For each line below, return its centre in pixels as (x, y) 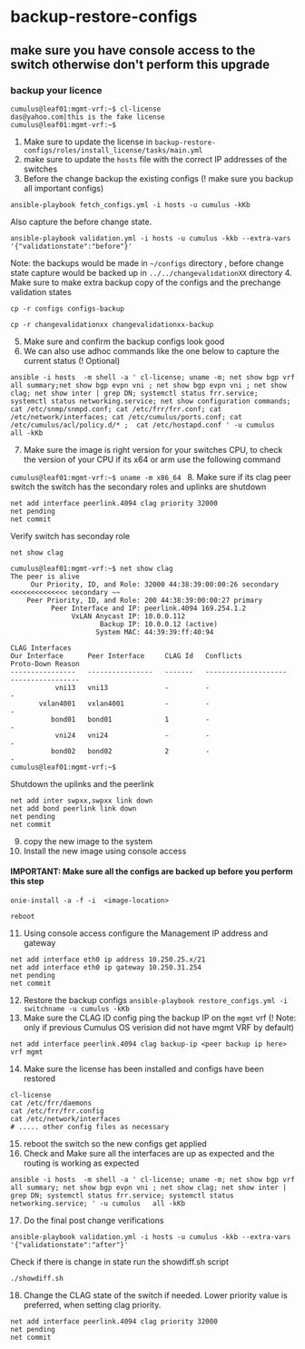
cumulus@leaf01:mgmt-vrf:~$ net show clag (92, 568)
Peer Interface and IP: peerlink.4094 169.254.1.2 (148, 608)
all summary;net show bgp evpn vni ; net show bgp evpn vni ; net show (148, 385)
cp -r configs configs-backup (68, 309)
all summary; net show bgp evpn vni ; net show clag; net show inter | (148, 1188)
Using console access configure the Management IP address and (146, 933)
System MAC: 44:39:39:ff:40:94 (155, 632)
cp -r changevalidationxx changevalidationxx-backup (112, 324)
